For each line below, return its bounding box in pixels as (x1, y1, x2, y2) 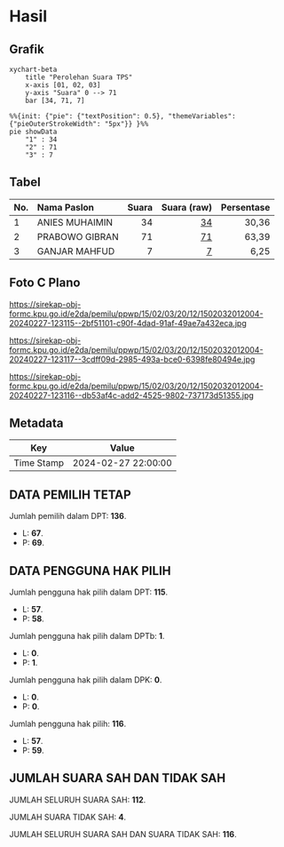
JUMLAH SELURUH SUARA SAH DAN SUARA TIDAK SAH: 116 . (9, 828, 237, 839)
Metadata (9, 416, 64, 431)
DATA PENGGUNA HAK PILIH (9, 563, 171, 579)
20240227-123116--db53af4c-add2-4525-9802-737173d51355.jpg (9, 389, 255, 401)
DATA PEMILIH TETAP (9, 487, 131, 502)
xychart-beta (9, 65, 58, 74)
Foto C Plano (9, 276, 81, 291)
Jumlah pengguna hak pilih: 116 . (9, 718, 127, 730)
